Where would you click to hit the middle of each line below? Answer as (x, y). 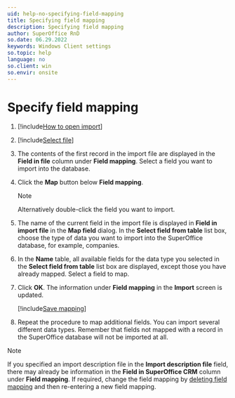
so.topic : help (29, 53)
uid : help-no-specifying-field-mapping (66, 14)
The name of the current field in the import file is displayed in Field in (117, 223)
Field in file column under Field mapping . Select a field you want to (115, 161)
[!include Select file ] (46, 140)
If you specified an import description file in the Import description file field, (118, 364)
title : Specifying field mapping (56, 20)
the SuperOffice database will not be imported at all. (93, 337)
